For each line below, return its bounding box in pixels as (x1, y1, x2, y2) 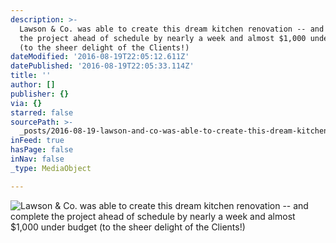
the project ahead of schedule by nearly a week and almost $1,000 (19, 33, 307, 43)
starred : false (10, 107, 74, 118)
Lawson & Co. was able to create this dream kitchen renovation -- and (19, 24, 325, 34)
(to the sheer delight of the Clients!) (19, 42, 190, 53)
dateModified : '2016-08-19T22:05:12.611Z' (10, 52, 190, 62)
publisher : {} (10, 89, 70, 99)
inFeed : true (10, 136, 65, 146)
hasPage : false (10, 145, 74, 155)
